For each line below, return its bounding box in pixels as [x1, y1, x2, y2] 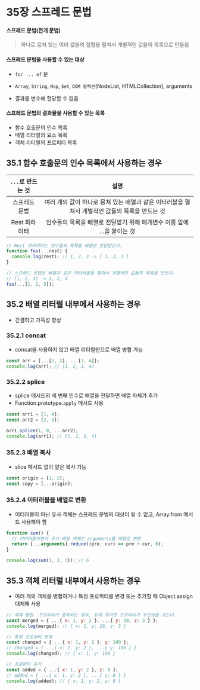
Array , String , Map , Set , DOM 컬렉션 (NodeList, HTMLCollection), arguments [14, 82, 193, 90]
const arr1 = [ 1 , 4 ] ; [6, 411, 60, 417]
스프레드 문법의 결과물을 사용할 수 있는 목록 [6, 109, 105, 117]
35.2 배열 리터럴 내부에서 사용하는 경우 [6, 300, 141, 310]
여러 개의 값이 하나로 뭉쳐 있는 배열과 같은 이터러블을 [44, 198, 183, 206]
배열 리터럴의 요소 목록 [14, 131, 68, 138]
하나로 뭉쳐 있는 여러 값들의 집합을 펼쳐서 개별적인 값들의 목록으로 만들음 [20, 41, 189, 48]
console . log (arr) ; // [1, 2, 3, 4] [6, 363, 95, 370]
